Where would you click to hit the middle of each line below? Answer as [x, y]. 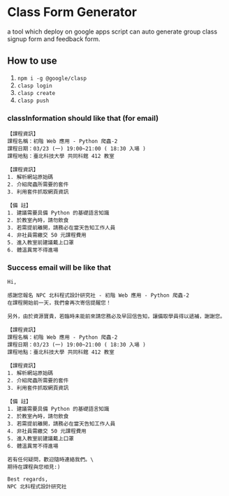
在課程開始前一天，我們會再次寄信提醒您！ [59, 303]
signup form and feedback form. [54, 38]
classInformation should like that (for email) [83, 118]
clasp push [33, 101]
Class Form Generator [72, 12]
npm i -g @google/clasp [52, 78]
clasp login [35, 86]
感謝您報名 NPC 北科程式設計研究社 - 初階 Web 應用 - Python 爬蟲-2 [98, 296]
